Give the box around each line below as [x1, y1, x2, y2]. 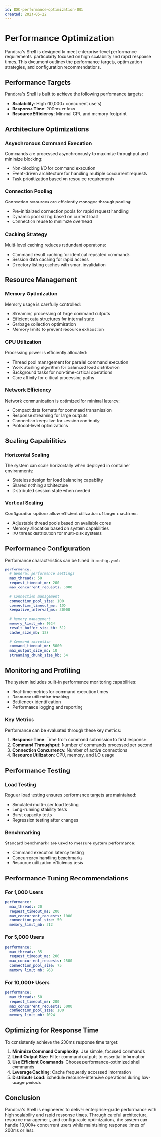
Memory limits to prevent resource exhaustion [12, 327, 104, 332]
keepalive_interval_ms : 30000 [9, 607, 70, 612]
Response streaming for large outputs [12, 412, 88, 418]
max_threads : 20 [9, 904, 42, 909]
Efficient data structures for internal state [12, 316, 95, 322]
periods [26, 1080, 41, 1085]
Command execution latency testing [12, 850, 84, 856]
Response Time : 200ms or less [12, 106, 75, 112]
